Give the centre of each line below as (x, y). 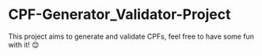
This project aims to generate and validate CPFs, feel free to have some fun (131, 36)
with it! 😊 (24, 44)
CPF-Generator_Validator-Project (120, 15)
